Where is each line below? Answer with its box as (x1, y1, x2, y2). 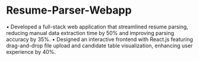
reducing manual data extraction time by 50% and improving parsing (6, 29, 174, 36)
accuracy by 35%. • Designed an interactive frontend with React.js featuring (6, 36, 193, 43)
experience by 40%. (6, 48, 56, 55)
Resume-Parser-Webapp (6, 4, 132, 17)
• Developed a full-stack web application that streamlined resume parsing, (6, 23, 188, 30)
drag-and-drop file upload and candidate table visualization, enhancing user (6, 42, 193, 49)
